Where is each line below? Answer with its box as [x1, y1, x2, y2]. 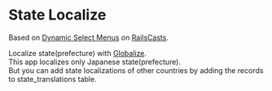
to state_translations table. [8, 74, 97, 84]
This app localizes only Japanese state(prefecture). [8, 57, 182, 67]
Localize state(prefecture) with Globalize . [8, 48, 147, 58]
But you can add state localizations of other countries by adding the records [8, 65, 264, 75]
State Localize [8, 6, 107, 24]
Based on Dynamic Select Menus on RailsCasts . [8, 32, 169, 42]
